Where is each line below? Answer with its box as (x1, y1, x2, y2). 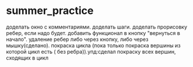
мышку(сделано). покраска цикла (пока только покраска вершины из (6, 42, 181, 49)
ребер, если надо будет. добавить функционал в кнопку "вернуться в (6, 29, 180, 36)
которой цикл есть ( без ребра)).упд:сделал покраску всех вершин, (6, 48, 177, 55)
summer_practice (6, 4, 94, 17)
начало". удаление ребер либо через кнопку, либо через (6, 36, 149, 43)
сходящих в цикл (6, 54, 49, 61)
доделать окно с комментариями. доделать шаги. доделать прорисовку (6, 23, 188, 30)
